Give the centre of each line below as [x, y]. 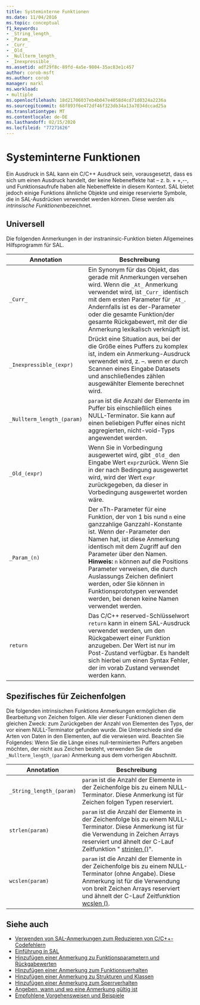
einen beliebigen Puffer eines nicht [137, 423]
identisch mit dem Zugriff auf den [135, 547]
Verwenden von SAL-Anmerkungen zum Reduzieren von [84, 939]
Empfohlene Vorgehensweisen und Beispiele [70, 995]
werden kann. [107, 675]
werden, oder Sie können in [126, 583]
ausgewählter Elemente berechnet [136, 383]
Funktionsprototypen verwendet [133, 591]
